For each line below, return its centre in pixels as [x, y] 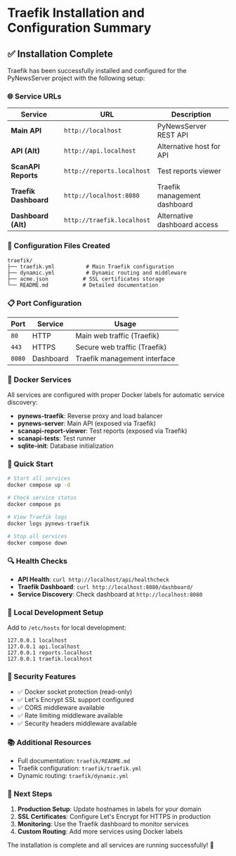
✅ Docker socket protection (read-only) [75, 692]
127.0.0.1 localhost [38, 641]
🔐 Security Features [41, 676]
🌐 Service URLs [34, 96]
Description [191, 115]
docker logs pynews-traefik [48, 524]
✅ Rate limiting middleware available [70, 715]
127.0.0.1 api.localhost [44, 647]
